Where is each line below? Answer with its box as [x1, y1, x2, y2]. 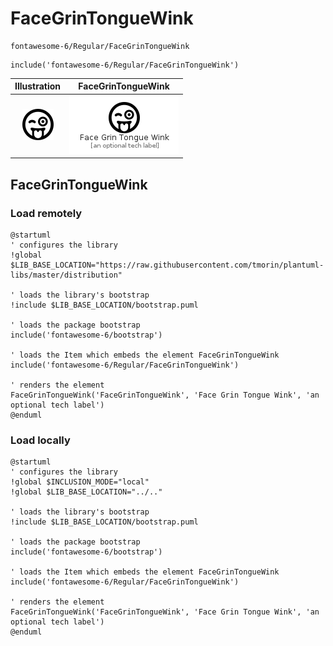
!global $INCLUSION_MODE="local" [10, 477, 150, 487]
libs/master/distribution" [10, 270, 123, 280]
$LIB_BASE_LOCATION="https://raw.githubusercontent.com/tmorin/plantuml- [10, 260, 325, 270]
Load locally [10, 433, 71, 447]
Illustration [14, 80, 62, 92]
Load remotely [10, 206, 83, 220]
